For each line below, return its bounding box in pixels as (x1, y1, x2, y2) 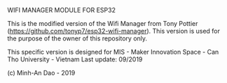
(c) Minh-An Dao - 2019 (7, 69, 76, 77)
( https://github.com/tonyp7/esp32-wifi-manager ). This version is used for (7, 27, 221, 35)
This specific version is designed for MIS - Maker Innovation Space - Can (7, 48, 219, 56)
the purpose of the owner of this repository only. (7, 34, 148, 43)
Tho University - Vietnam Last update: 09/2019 (7, 55, 143, 63)
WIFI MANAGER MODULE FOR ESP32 (7, 6, 116, 14)
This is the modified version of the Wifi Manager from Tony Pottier (7, 20, 198, 27)
